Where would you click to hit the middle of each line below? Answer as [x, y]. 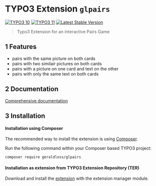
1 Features [21, 47]
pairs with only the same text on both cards [55, 74]
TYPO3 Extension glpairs [58, 9]
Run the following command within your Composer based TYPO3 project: [78, 148]
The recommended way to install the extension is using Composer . [71, 139]
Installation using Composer [34, 128]
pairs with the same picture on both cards [54, 58]
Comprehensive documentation [36, 100]
